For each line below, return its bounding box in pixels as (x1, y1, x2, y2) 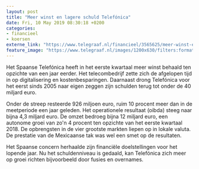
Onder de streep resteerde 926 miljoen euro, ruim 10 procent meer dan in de (6, 100, 192, 107)
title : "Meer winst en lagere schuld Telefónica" (6, 14, 131, 20)
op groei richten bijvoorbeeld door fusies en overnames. (6, 155, 144, 163)
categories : (6, 25, 36, 31)
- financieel (6, 31, 38, 37)
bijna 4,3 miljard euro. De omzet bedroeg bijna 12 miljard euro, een (6, 113, 168, 120)
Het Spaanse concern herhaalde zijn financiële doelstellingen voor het (6, 143, 178, 150)
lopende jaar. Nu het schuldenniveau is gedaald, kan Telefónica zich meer (6, 149, 187, 157)
